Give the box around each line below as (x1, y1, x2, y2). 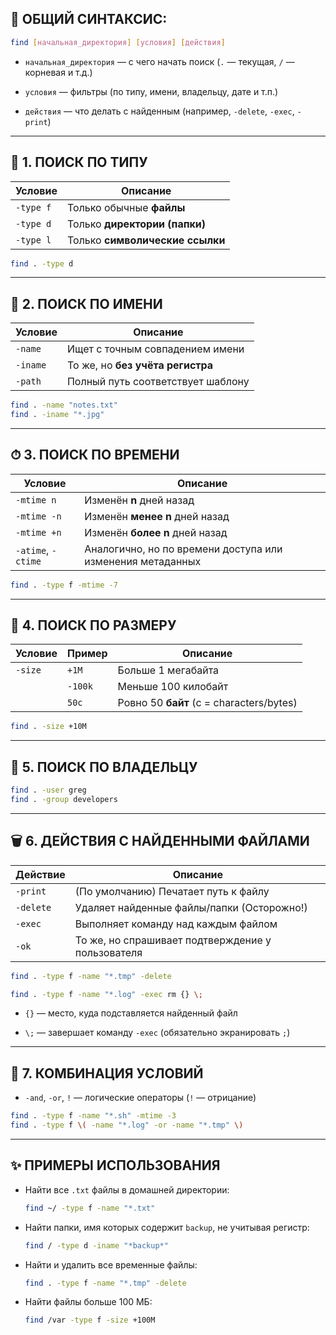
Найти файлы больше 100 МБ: (24, 1296, 153, 1308)
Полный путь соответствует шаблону (66, 375, 250, 389)
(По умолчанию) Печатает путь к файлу (74, 884, 270, 898)
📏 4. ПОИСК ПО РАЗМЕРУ (10, 617, 177, 634)
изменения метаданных (84, 554, 202, 568)
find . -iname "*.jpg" (10, 410, 105, 420)
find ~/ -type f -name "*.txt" (24, 1203, 156, 1213)
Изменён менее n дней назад (84, 509, 230, 523)
